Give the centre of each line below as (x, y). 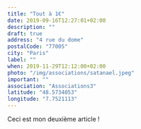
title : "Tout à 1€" (36, 14)
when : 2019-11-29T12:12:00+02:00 (57, 66)
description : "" (31, 27)
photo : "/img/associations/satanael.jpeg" (71, 73)
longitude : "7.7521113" (43, 99)
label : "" (22, 60)
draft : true (25, 33)
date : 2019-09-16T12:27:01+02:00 (57, 20)
